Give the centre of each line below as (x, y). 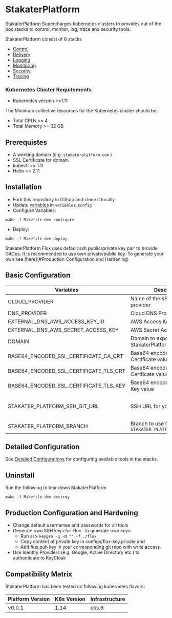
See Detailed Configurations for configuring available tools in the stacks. (82, 459)
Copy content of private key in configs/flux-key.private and (82, 542)
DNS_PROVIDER (27, 313)
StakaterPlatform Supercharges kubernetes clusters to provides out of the (83, 24)
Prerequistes (26, 142)
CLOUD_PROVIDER (31, 301)
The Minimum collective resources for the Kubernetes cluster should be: (81, 111)
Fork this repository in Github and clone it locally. (64, 199)
